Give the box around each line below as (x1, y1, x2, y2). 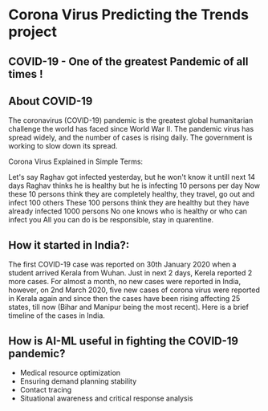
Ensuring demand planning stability (19, 376, 137, 386)
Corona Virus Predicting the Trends (8, 6, 249, 24)
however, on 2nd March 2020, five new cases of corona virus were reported (8, 285, 261, 295)
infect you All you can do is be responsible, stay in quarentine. (8, 215, 214, 225)
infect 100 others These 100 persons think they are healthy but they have (8, 198, 250, 208)
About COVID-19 (8, 94, 93, 108)
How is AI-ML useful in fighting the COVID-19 (8, 334, 239, 348)
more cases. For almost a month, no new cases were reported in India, (8, 277, 242, 287)
